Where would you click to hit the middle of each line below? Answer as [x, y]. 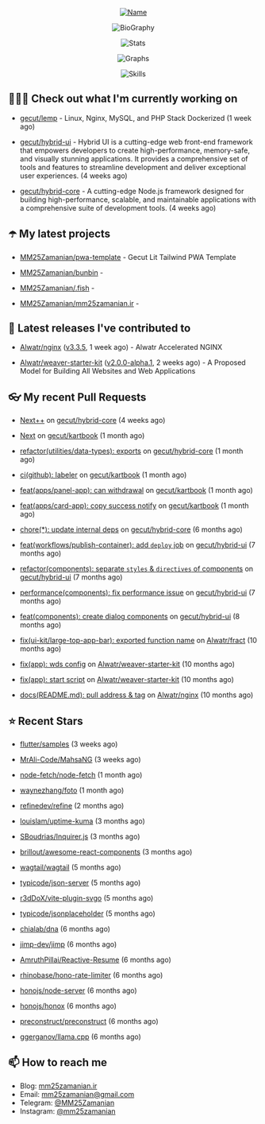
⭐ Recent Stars [46, 721]
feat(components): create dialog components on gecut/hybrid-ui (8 [130, 617]
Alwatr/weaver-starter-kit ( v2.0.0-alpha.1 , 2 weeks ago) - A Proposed [132, 362]
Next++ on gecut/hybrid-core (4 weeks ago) [92, 421]
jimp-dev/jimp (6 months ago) [68, 944]
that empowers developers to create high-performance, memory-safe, [134, 150]
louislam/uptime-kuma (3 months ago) [82, 821]
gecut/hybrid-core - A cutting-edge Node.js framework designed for [132, 191]
